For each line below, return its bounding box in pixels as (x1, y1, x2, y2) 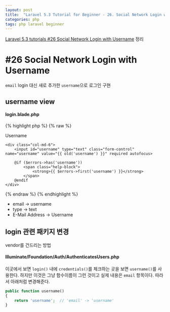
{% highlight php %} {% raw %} (5, 123, 72, 129)
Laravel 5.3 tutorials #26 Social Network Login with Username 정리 (5, 36, 144, 42)
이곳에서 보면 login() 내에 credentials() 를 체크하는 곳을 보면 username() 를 (5, 265, 157, 271)
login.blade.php (5, 111, 39, 118)
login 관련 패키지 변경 (5, 227, 69, 236)
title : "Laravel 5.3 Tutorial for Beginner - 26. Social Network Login (5, 12, 162, 17)
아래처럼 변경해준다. (10, 278, 50, 284)
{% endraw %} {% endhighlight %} (5, 191, 78, 197)
